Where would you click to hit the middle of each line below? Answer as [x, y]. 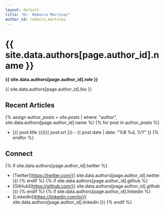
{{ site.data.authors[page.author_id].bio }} [48, 89]
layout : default [22, 10]
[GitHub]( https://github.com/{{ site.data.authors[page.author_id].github [86, 186]
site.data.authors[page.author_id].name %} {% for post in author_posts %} [82, 123]
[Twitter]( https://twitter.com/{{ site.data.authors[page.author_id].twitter [86, 175]
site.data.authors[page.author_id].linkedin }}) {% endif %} [72, 202]
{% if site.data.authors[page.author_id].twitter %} [56, 165]
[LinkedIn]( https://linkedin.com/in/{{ [49, 196]
